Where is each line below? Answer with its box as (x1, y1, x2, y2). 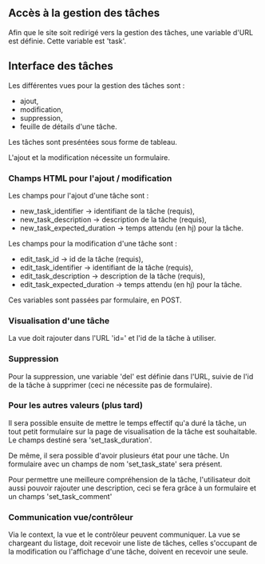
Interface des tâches (8, 59, 114, 73)
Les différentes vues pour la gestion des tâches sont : (8, 80, 185, 90)
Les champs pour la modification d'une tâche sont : (8, 238, 178, 248)
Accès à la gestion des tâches (8, 6, 160, 20)
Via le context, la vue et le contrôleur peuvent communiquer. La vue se (8, 530, 241, 539)
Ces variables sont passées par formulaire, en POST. (8, 295, 182, 305)
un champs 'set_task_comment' (8, 491, 113, 501)
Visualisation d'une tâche (8, 315, 110, 326)
